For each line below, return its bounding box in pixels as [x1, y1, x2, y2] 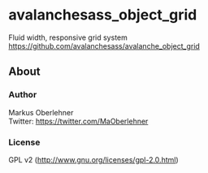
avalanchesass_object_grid [8, 6, 197, 24]
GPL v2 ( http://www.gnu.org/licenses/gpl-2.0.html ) [8, 154, 179, 164]
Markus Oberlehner [8, 107, 74, 117]
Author [8, 89, 37, 101]
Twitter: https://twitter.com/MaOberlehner [8, 116, 149, 126]
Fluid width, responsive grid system [8, 32, 128, 42]
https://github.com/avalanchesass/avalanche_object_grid [8, 41, 201, 50]
